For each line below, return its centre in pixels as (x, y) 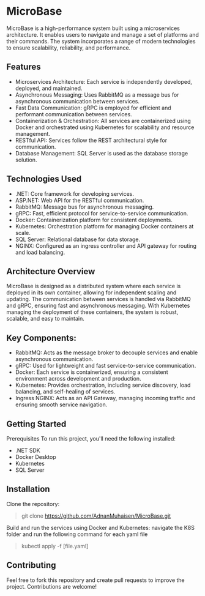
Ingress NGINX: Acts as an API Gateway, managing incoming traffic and (105, 398)
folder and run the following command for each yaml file (77, 534)
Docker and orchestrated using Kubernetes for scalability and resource (105, 127)
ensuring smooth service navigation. (61, 404)
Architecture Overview (51, 271)
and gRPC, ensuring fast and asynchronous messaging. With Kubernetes (98, 306)
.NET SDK (28, 450)
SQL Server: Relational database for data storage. (78, 239)
